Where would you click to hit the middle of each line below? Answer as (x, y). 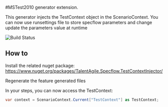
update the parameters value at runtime (46, 28)
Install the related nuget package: (40, 66)
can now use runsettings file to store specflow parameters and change (79, 22)
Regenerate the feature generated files (45, 81)
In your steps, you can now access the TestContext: (59, 90)
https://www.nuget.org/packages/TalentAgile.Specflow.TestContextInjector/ (84, 71)
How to (17, 53)
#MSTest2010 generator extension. (42, 7)
